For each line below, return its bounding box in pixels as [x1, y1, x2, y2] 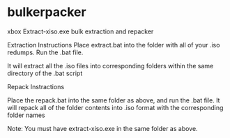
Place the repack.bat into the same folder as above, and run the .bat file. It [7, 95, 220, 105]
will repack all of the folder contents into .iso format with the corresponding [7, 103, 224, 112]
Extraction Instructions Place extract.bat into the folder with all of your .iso [7, 40, 220, 49]
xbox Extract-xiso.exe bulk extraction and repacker [7, 27, 154, 36]
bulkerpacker [7, 4, 86, 20]
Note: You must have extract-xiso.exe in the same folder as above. [7, 124, 198, 132]
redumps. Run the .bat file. [7, 48, 84, 56]
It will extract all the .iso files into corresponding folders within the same [7, 61, 214, 70]
